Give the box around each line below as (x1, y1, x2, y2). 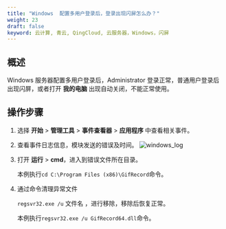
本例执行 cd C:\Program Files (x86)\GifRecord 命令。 (16, 170, 168, 178)
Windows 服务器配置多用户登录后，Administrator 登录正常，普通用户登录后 (7, 76, 220, 85)
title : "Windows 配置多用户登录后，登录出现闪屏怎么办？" (7, 10, 160, 17)
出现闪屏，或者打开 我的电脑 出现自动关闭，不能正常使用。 (7, 85, 173, 93)
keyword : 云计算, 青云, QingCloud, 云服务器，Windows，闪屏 (7, 29, 170, 36)
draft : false (7, 23, 45, 30)
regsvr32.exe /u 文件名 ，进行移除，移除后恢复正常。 (16, 199, 170, 207)
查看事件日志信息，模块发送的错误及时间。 (16, 140, 138, 149)
